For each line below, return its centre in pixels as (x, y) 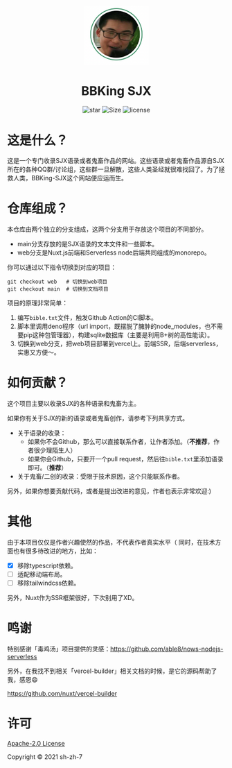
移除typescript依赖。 (47, 566)
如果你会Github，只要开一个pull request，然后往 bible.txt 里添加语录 (125, 459)
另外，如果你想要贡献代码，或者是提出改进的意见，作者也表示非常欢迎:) (109, 491)
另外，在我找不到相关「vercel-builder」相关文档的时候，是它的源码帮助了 (112, 671)
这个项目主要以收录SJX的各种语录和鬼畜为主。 (74, 404)
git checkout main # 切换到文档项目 (58, 289)
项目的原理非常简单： (37, 303)
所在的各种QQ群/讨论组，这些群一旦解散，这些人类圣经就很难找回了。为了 (113, 169)
